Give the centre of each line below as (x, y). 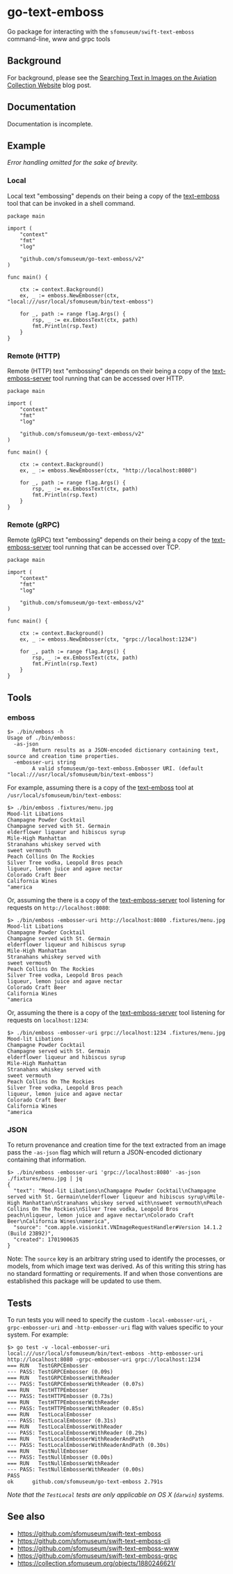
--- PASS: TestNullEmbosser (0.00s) (60, 1457)
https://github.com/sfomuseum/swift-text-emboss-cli (94, 1540)
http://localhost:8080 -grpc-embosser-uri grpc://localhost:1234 (104, 1360)
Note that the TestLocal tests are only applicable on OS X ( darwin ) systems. (116, 1495)
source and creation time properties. (63, 756)
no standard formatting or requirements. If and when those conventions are (115, 1274)
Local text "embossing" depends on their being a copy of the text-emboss (114, 195)
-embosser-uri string (45, 762)
